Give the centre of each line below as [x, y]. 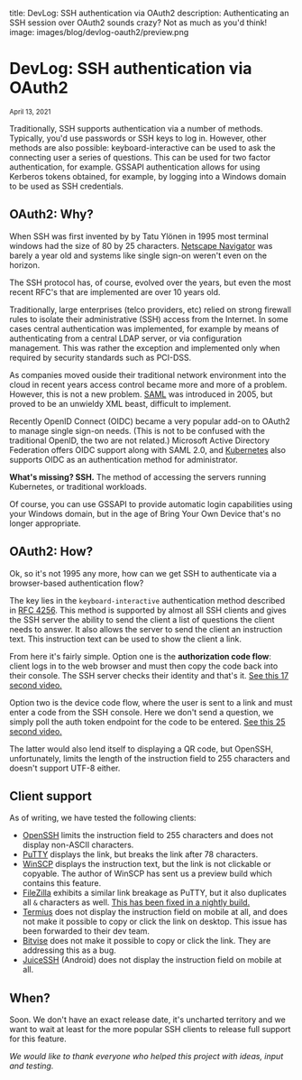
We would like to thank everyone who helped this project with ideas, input [146, 1057]
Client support [51, 796]
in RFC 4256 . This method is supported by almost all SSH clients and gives [148, 610]
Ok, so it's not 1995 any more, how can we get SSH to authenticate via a [143, 573]
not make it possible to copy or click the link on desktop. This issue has [155, 922]
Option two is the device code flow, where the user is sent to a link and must [151, 702]
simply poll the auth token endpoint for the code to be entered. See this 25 [147, 722]
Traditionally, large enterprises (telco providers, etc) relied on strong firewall [151, 309]
